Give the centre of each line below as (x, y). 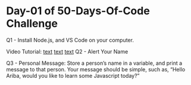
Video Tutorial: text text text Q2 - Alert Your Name (67, 51)
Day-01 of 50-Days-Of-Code (78, 11)
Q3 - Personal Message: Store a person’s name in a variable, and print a (94, 63)
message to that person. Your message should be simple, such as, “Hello (96, 69)
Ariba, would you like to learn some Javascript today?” (73, 75)
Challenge (32, 23)
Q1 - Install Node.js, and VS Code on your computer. (70, 40)
